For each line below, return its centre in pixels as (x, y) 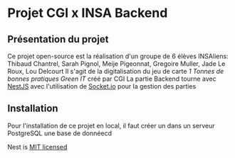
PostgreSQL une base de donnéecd (60, 133)
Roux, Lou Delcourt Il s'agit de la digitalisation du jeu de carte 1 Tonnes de (116, 71)
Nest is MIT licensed (37, 147)
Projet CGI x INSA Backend (88, 13)
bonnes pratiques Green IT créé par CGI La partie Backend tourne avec (112, 79)
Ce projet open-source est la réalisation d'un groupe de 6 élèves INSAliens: (118, 56)
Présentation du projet (58, 39)
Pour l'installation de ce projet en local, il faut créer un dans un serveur (111, 125)
